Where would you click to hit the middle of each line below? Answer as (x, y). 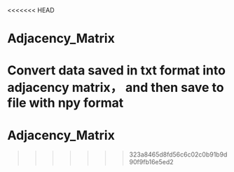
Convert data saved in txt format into (117, 71)
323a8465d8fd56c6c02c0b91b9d (178, 154)
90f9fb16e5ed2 (151, 162)
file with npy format (66, 103)
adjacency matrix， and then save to (116, 88)
